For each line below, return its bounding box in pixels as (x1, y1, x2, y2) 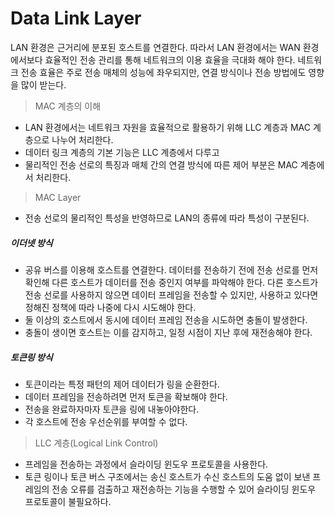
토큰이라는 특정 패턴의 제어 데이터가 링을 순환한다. (24, 378, 220, 390)
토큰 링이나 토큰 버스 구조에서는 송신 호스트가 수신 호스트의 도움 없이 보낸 (24, 470, 311, 482)
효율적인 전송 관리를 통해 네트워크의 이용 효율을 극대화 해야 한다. (44, 53, 296, 66)
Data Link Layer (10, 7, 142, 30)
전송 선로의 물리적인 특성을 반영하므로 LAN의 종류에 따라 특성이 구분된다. (24, 212, 310, 224)
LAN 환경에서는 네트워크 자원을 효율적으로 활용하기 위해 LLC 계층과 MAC (24, 121, 311, 133)
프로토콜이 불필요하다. (24, 495, 112, 507)
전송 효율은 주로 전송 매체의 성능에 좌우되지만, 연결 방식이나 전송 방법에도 (20, 66, 307, 78)
